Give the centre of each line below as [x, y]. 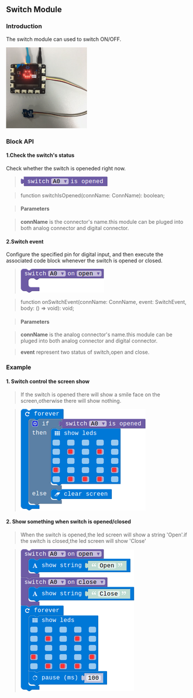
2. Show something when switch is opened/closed [69, 522]
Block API [20, 141]
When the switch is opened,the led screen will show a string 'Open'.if [104, 535]
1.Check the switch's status [40, 155]
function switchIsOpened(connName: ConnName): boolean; [92, 195]
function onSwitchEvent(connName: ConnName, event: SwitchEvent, [104, 302]
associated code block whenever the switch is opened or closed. [84, 261]
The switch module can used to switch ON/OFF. [64, 39]
